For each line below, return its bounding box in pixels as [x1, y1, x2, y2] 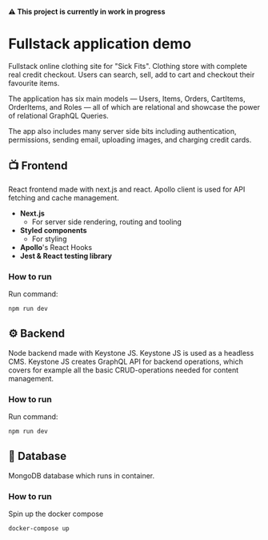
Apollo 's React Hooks [19, 242, 93, 252]
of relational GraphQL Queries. [8, 111, 110, 120]
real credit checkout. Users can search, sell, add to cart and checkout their [8, 70, 255, 79]
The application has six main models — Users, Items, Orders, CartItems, [8, 94, 246, 103]
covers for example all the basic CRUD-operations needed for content [8, 365, 239, 375]
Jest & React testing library [19, 251, 112, 260]
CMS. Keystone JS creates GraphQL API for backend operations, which [8, 357, 244, 366]
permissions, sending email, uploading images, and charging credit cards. [8, 135, 252, 144]
